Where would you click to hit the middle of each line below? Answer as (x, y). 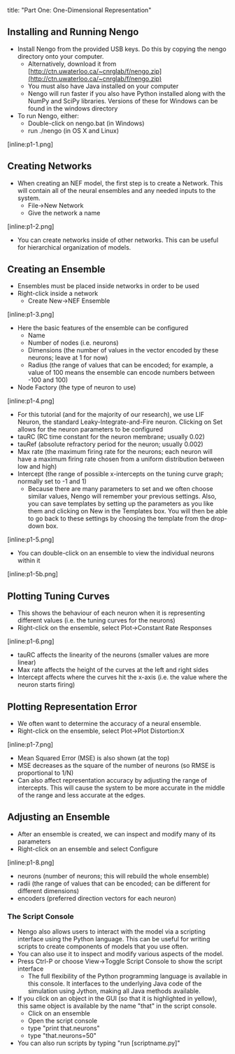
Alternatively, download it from (72, 64)
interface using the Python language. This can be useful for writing (114, 939)
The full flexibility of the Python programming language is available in (127, 976)
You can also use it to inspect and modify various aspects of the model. (120, 954)
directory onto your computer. (60, 56)
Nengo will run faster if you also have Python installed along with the (127, 93)
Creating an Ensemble (57, 270)
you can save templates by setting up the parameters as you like (121, 504)
